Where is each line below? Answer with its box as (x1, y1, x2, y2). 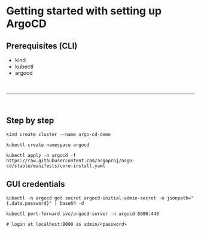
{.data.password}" (6, 200, 52, 206)
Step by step (6, 116, 54, 126)
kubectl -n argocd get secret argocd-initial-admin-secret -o (6, 195, 165, 201)
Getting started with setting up (6, 4, 162, 18)
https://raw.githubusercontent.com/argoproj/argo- (6, 158, 135, 164)
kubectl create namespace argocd (6, 142, 90, 148)
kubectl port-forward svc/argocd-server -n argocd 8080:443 (6, 211, 160, 217)
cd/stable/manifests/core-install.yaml (6, 163, 106, 169)
